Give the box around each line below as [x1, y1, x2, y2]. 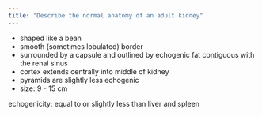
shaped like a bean [19, 33, 82, 43]
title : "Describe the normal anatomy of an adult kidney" [8, 11, 203, 20]
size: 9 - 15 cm [19, 84, 68, 93]
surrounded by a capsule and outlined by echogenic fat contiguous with [19, 50, 255, 59]
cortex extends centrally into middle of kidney [19, 66, 169, 76]
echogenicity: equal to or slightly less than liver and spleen [8, 99, 200, 108]
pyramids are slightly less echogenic [19, 75, 140, 84]
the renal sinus [19, 58, 69, 68]
